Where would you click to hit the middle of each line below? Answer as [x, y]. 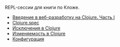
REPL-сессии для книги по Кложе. [42, 7]
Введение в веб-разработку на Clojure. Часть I [63, 17]
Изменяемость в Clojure [39, 33]
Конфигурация [28, 39]
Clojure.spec [26, 23]
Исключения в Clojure [36, 28]
